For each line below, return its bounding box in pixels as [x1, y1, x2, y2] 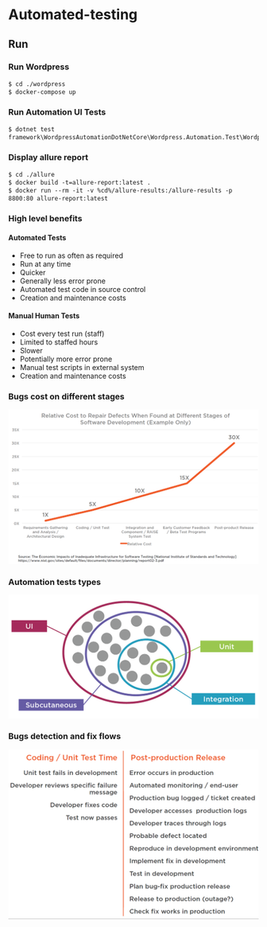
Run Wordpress [8, 61, 70, 72]
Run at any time [19, 259, 72, 268]
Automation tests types [8, 576, 102, 587]
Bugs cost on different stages [8, 391, 125, 402]
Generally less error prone [19, 276, 106, 286]
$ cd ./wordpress [8, 80, 66, 88]
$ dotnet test [8, 126, 56, 134]
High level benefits [8, 213, 83, 224]
